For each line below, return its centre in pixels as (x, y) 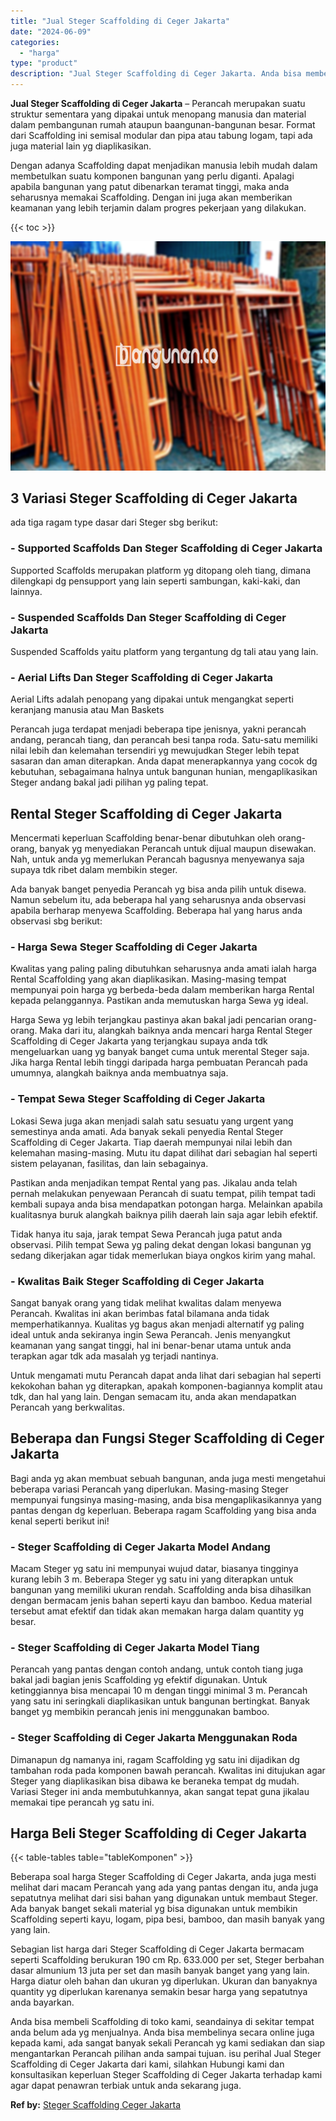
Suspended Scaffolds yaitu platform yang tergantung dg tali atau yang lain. (164, 651)
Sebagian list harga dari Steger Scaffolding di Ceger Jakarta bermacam (157, 1949)
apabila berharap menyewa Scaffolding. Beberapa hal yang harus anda (156, 911)
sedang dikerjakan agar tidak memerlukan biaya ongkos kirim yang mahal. (163, 1255)
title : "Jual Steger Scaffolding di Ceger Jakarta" (120, 21)
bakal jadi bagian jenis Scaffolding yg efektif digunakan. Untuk (139, 1680)
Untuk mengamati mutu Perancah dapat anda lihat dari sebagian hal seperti (166, 1375)
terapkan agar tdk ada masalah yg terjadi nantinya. (114, 1356)
